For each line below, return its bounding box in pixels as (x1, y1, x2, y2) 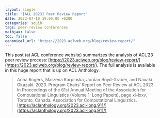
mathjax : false (5, 29, 36, 34)
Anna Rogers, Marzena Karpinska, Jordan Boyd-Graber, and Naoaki (16, 76, 152, 82)
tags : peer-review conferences (5, 25, 68, 30)
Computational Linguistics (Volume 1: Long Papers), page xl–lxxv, (16, 92, 147, 98)
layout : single (5, 7, 36, 12)
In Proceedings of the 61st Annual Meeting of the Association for (16, 87, 146, 92)
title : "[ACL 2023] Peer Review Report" (5, 12, 88, 16)
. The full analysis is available (96, 62, 156, 68)
